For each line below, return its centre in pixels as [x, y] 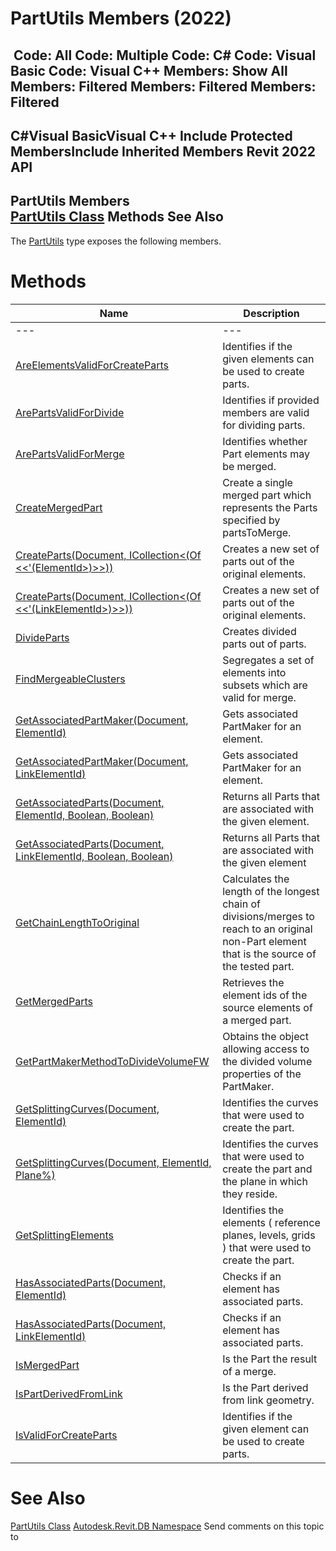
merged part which [267, 495]
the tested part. [258, 966]
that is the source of [269, 954]
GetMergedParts [54, 1001]
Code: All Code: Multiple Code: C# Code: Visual [165, 55]
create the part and [267, 1169]
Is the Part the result [270, 1359]
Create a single [257, 482]
